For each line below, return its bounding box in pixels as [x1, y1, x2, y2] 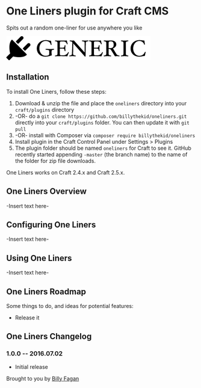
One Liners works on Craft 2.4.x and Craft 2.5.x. [6, 168, 125, 176]
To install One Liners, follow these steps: [6, 88, 107, 95]
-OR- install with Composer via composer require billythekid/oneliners [14, 131, 196, 139]
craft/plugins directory [14, 106, 75, 113]
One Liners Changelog [6, 331, 92, 342]
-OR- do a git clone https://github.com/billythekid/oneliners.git [14, 112, 187, 120]
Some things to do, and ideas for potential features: [6, 303, 134, 309]
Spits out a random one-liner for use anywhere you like [6, 24, 143, 31]
